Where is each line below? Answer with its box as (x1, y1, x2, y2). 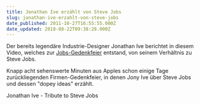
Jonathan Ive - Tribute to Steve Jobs (6, 92, 98, 99)
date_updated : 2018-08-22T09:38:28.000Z (6, 26, 111, 32)
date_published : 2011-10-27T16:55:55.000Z (6, 20, 116, 26)
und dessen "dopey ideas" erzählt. (6, 80, 94, 88)
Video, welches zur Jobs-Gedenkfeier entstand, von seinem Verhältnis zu (6, 49, 192, 57)
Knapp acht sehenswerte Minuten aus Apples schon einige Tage (6, 68, 169, 75)
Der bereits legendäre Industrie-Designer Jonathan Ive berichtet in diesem (6, 43, 194, 50)
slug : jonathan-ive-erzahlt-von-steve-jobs (6, 15, 119, 21)
